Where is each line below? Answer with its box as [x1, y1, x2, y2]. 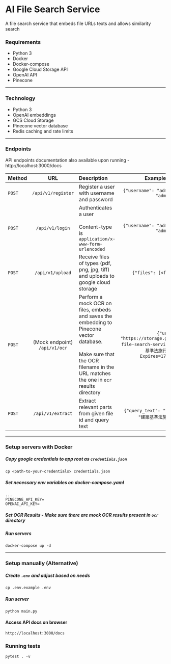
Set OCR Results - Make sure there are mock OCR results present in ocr [5, 512, 159, 518]
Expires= [139, 353, 161, 359]
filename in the [78, 363, 115, 370]
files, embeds [78, 306, 111, 313]
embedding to [78, 318, 112, 326]
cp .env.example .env [5, 585, 51, 590]
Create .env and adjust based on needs [5, 572, 90, 578]
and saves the [78, 312, 112, 320]
